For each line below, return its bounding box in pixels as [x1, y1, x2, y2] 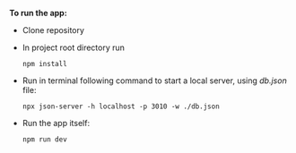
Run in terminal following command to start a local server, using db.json [22, 75, 287, 86]
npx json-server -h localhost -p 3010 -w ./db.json [22, 102, 220, 111]
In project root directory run [22, 42, 126, 53]
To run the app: [9, 8, 67, 18]
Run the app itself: [22, 118, 91, 128]
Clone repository [22, 25, 85, 35]
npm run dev [22, 135, 67, 144]
